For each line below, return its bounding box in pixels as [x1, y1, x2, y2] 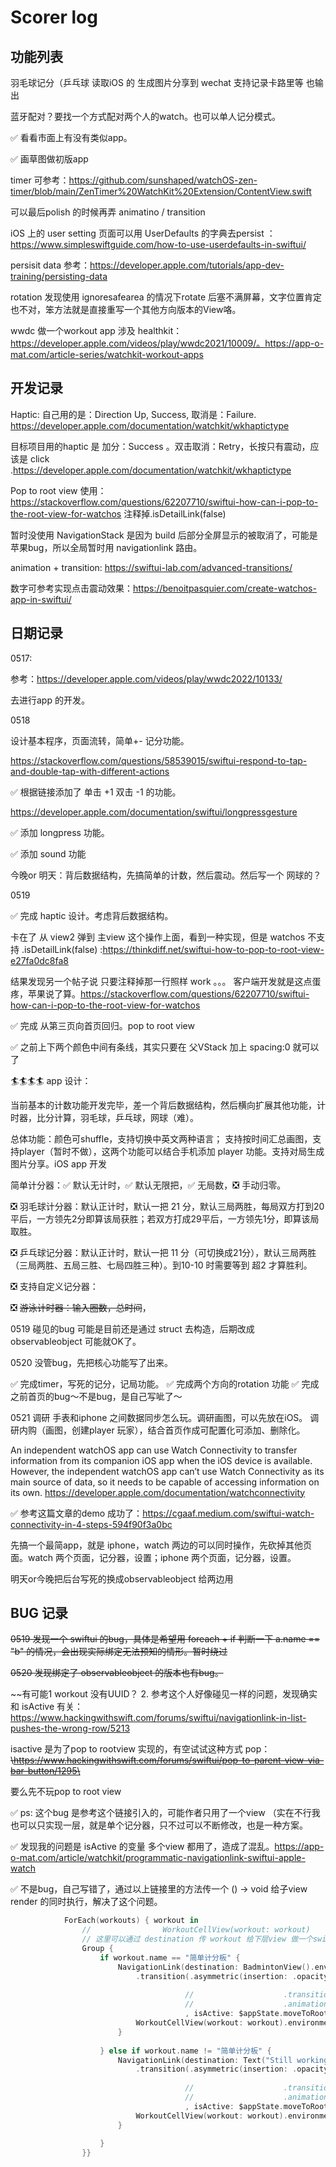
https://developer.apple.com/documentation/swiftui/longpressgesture [10, 806, 298, 818]
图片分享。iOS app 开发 [10, 1157, 107, 1170]
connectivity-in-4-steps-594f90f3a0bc [10, 1518, 173, 1530]
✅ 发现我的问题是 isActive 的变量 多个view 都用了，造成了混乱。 [10, 1841, 275, 1853]
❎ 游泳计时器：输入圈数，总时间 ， [10, 1301, 152, 1313]
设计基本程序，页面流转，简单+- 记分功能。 [10, 734, 190, 746]
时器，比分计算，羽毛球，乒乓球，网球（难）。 [10, 1111, 199, 1123]
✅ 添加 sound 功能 [10, 847, 87, 860]
